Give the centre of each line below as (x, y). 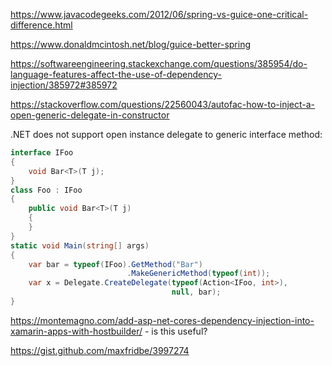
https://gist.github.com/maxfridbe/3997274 (100, 350)
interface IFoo (42, 153)
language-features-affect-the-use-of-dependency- (116, 74)
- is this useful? (176, 331)
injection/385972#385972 (64, 85)
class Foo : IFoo (46, 190)
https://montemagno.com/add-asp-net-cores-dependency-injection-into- (162, 320)
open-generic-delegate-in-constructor (90, 115)
